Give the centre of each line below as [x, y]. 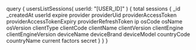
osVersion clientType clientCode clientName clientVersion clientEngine [95, 28]
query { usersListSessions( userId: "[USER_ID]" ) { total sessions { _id [93, 9]
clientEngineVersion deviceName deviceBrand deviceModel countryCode [98, 34]
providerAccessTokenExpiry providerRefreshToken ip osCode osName [94, 21]
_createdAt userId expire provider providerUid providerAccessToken [92, 15]
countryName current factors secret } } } [57, 41]
